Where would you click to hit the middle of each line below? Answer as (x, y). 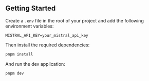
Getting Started (31, 8)
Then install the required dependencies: (48, 45)
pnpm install (19, 54)
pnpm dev (15, 73)
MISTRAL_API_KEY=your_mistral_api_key (47, 35)
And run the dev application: (35, 64)
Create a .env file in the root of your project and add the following (74, 20)
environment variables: (30, 26)
